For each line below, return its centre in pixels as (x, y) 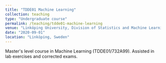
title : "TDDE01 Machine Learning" (41, 10)
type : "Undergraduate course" (36, 19)
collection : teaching (27, 14)
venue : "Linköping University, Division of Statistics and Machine (76, 28)
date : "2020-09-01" (25, 32)
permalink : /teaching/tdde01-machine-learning (54, 23)
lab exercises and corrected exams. (41, 56)
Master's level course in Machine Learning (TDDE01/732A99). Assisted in (80, 51)
